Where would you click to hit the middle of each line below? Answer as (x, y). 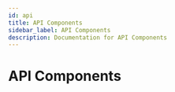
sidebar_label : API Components (60, 30)
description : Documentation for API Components (88, 37)
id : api (21, 15)
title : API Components (45, 23)
